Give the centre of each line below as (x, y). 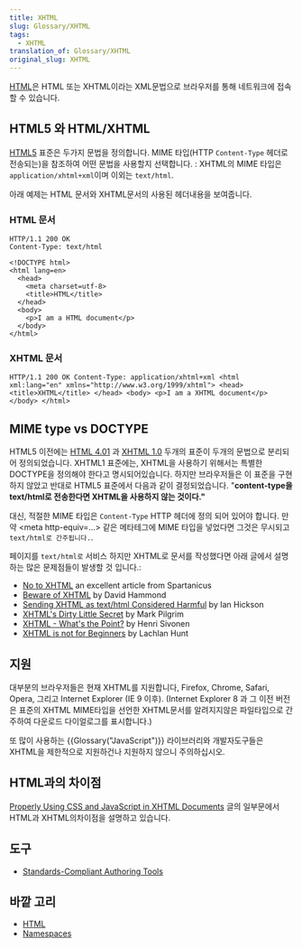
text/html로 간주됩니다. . (51, 537)
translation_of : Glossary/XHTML (70, 51)
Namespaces (47, 934)
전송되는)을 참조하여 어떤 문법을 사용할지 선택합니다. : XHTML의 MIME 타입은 (146, 163)
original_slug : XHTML (50, 60)
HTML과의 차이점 (55, 783)
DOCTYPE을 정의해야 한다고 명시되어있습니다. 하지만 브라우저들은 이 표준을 (143, 474)
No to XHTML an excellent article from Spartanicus (117, 586)
